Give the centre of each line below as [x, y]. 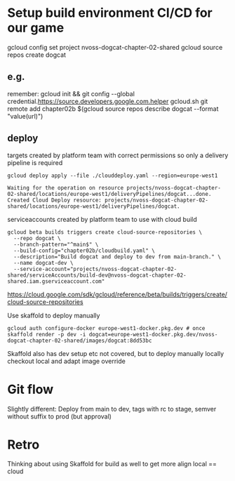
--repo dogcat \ [37, 238]
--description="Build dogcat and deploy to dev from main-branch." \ [117, 257]
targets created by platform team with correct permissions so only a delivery [118, 155]
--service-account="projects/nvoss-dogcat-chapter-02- [95, 269]
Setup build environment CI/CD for [110, 13]
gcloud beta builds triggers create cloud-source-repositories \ [105, 232]
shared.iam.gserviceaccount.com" [56, 281]
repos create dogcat [37, 55]
